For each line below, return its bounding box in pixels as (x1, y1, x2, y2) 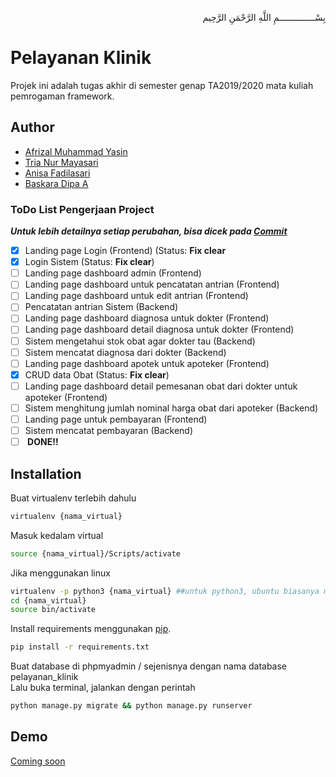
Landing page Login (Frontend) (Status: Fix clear (24, 245, 227, 257)
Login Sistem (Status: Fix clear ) (24, 256, 155, 268)
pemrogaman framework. (10, 90, 115, 102)
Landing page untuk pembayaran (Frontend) (24, 413, 208, 425)
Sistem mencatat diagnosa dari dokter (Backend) (24, 346, 227, 358)
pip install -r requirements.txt (10, 642, 150, 652)
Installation (10, 465, 82, 482)
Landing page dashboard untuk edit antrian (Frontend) (24, 290, 249, 302)
